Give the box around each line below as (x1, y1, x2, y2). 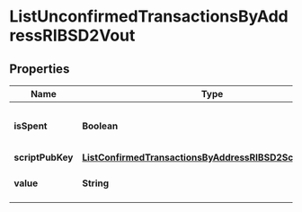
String (82, 177, 110, 190)
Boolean (82, 119, 119, 132)
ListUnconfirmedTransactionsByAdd (9, 6, 289, 27)
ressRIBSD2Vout (9, 25, 136, 46)
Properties (9, 61, 70, 76)
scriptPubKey (13, 151, 74, 163)
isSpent (13, 119, 48, 132)
